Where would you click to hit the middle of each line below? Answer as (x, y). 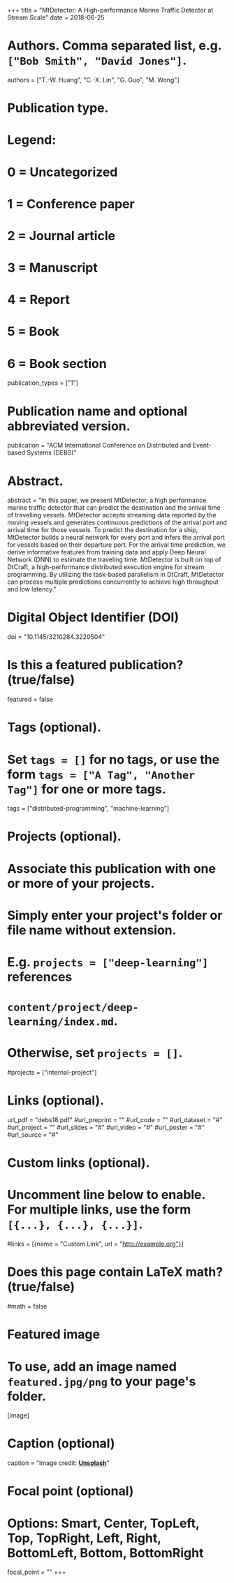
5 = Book (33, 332)
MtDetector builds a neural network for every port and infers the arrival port (116, 538)
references (40, 977)
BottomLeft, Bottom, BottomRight (105, 1553)
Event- (202, 446)
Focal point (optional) (71, 1491)
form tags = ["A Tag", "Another (101, 774)
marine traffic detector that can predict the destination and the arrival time (114, 508)
